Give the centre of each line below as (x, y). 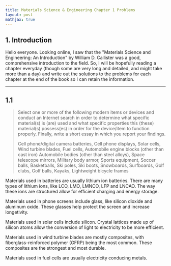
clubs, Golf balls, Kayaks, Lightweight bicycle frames (73, 171)
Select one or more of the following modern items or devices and (86, 112)
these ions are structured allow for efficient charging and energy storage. (82, 191)
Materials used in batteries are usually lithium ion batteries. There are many (84, 181)
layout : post (19, 15)
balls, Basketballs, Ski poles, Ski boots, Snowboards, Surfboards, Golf (91, 165)
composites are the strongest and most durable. (55, 248)
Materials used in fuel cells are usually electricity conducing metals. (76, 258)
